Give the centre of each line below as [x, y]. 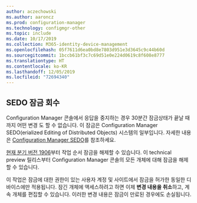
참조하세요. [103, 139]
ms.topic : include [29, 34]
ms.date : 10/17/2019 [32, 39]
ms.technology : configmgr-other [46, 28]
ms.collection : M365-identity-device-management [67, 45]
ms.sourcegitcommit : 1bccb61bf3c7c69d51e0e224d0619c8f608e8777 [86, 55]
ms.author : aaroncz [30, 17]
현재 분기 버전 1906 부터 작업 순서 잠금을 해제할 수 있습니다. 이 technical [89, 152]
